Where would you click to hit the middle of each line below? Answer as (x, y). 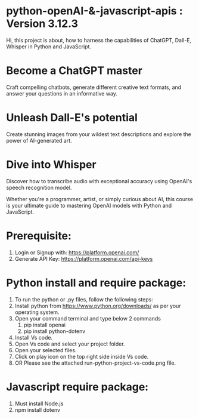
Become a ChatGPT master (74, 71)
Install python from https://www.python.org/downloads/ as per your (98, 306)
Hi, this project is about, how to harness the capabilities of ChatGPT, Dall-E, (99, 40)
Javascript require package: (77, 387)
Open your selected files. (46, 350)
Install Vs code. (33, 337)
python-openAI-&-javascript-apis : (94, 11)
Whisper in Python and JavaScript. (49, 47)
